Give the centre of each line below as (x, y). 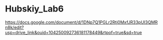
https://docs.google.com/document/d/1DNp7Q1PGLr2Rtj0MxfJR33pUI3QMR (81, 22)
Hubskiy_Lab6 (35, 9)
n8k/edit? (15, 27)
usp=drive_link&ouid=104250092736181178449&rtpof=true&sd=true (73, 32)
